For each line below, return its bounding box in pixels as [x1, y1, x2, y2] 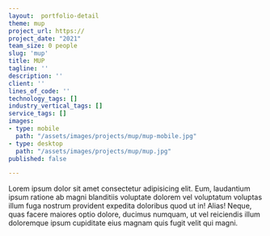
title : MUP [8, 57, 45, 65]
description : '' [8, 72, 63, 80]
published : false [8, 154, 67, 162]
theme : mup [8, 19, 45, 27]
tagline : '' [8, 65, 49, 73]
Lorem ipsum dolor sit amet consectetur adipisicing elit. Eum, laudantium [8, 183, 251, 194]
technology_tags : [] [8, 95, 78, 103]
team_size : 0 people [8, 42, 78, 50]
